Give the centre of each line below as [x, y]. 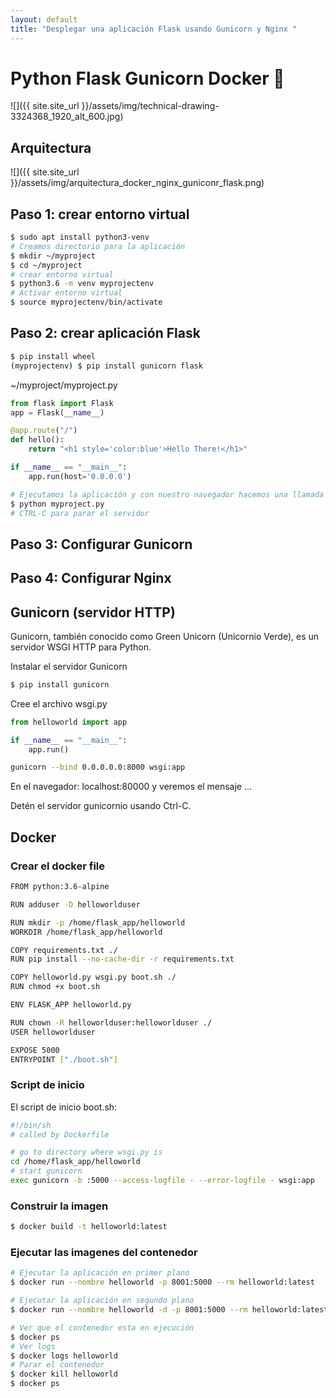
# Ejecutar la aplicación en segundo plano [102, 1301]
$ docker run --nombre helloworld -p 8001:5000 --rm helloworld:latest [162, 1282]
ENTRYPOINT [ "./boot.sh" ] [64, 1059]
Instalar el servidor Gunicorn [69, 666]
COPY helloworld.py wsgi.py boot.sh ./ [93, 977]
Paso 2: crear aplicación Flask [105, 333]
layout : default [44, 19]
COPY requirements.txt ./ [64, 950]
